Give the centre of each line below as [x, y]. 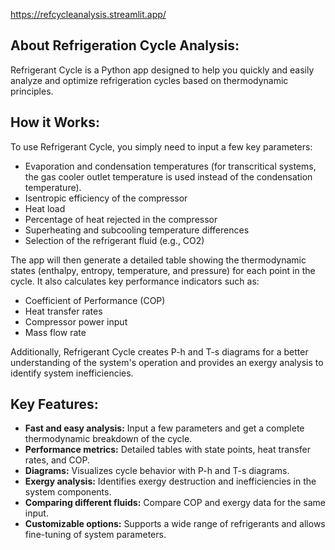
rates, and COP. [57, 460]
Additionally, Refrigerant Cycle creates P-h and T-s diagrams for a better [159, 351]
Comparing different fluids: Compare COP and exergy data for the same [175, 503]
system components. [68, 492]
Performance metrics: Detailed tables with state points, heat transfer [167, 450]
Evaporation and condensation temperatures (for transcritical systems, [170, 166]
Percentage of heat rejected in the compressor [121, 219]
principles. [32, 91]
